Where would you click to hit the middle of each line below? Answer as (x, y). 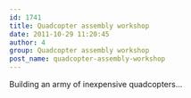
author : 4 (28, 42)
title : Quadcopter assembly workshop (79, 26)
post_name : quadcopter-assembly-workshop (87, 59)
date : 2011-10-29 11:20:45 (59, 34)
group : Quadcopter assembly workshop (79, 51)
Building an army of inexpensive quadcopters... (96, 84)
